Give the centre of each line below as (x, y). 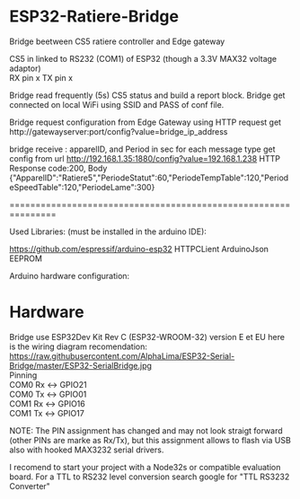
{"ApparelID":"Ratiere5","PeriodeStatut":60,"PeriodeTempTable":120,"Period (149, 178)
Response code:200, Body (58, 168)
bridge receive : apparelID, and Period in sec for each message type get (142, 149)
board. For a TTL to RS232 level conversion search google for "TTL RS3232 (150, 477)
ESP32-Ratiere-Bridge (94, 17)
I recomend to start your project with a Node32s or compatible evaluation (145, 467)
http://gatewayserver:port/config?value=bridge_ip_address (119, 131)
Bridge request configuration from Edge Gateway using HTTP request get (145, 122)
